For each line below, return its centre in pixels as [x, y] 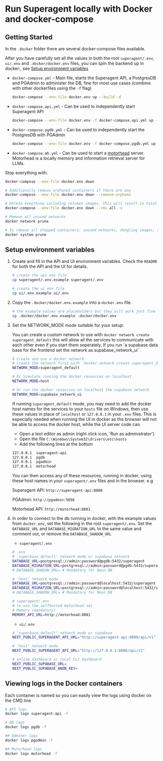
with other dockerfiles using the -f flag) [52, 88]
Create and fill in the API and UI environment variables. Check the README [85, 261]
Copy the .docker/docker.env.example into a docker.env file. [72, 302]
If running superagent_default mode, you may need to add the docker [82, 404]
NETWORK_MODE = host [31, 381]
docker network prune [27, 221]
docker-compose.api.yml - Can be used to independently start [73, 106]
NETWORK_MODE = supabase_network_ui [47, 394]
